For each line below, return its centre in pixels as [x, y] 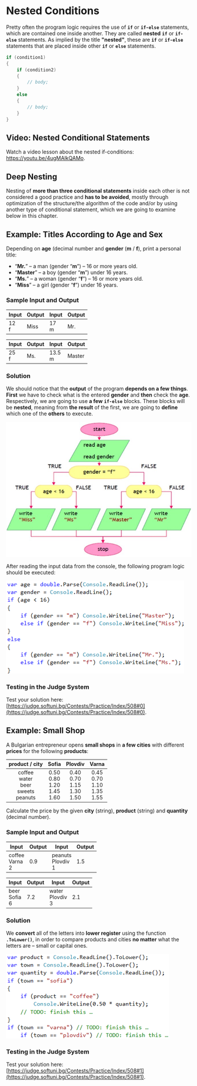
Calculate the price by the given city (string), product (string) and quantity [97, 811]
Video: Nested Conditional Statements [78, 137]
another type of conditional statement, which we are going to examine [91, 209]
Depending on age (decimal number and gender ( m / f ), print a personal [94, 249]
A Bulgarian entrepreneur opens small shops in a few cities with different [95, 745]
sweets [26, 791]
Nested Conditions [53, 11]
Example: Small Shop [46, 731]
